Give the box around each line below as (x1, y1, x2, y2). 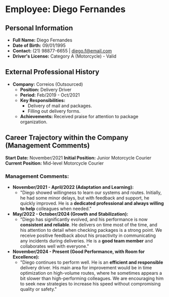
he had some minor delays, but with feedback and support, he (20, 194, 150, 201)
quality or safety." (20, 286, 57, 292)
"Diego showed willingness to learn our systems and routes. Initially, (20, 189, 162, 195)
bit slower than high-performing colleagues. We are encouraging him (20, 275, 164, 281)
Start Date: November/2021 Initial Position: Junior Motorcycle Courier (5, 155, 151, 161)
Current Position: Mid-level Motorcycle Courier (5, 160, 104, 166)
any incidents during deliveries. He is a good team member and (20, 237, 153, 243)
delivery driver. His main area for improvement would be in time (20, 264, 152, 271)
